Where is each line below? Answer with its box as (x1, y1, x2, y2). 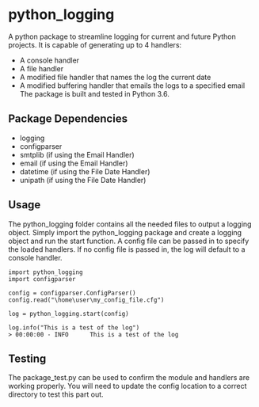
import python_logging (8, 268, 83, 276)
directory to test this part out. (8, 390, 105, 399)
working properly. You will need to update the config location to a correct (8, 382, 247, 391)
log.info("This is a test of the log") (8, 323, 140, 332)
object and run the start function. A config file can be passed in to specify (8, 236, 249, 245)
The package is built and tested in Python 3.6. (19, 89, 170, 98)
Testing (8, 352, 47, 365)
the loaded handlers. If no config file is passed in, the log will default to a (8, 244, 246, 254)
